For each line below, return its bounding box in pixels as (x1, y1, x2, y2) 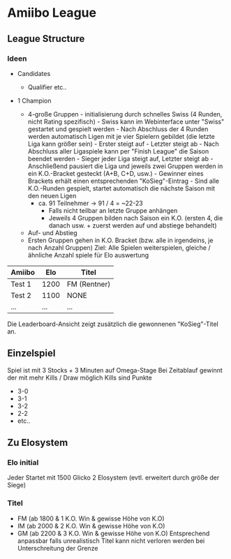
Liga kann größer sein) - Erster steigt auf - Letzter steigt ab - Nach (27, 140, 220, 148)
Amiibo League (7, 5, 96, 21)
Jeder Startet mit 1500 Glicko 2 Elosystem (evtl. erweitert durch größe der (7, 473, 220, 482)
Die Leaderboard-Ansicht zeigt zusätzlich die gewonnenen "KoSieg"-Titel (7, 320, 218, 328)
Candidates (17, 69, 51, 77)
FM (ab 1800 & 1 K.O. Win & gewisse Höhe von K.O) (17, 514, 165, 523)
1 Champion (17, 96, 52, 105)
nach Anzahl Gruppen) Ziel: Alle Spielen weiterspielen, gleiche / (27, 243, 211, 252)
